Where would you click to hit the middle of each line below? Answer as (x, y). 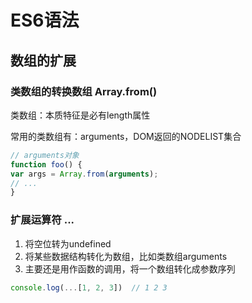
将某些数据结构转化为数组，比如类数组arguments (126, 256)
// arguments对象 (45, 155)
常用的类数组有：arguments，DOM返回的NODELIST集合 (126, 136)
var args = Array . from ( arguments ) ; (84, 174)
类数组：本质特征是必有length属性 (80, 115)
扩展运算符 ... (42, 220)
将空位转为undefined (68, 243)
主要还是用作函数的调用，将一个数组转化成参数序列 (130, 268)
